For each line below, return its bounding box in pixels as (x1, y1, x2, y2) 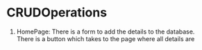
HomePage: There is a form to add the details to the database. (16, 27, 195, 36)
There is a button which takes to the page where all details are (16, 34, 195, 42)
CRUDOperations (6, 5, 108, 21)
